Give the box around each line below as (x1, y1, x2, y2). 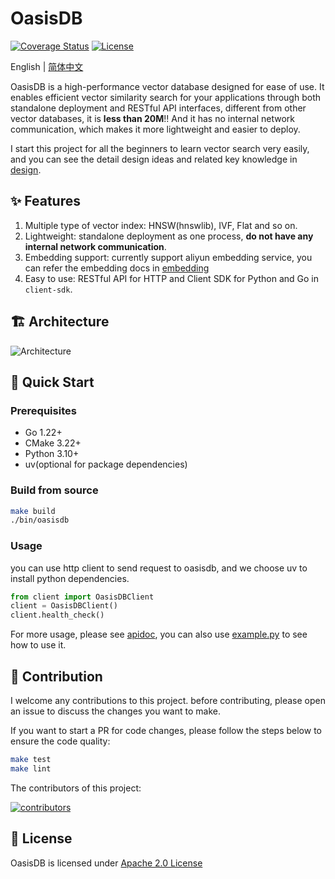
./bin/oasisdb (10, 515, 70, 526)
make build (10, 506, 56, 516)
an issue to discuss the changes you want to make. (10, 705, 221, 717)
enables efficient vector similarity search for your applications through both (10, 91, 321, 103)
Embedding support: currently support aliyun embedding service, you (24, 251, 313, 263)
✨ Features (10, 193, 81, 210)
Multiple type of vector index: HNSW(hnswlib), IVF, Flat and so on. (24, 219, 298, 231)
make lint (10, 763, 52, 774)
